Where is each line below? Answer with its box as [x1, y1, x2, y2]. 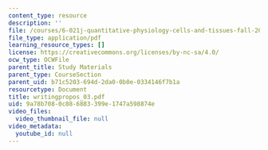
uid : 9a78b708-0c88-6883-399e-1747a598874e [8, 100, 156, 108]
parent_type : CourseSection [8, 71, 102, 79]
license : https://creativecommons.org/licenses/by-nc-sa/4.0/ [8, 48, 219, 56]
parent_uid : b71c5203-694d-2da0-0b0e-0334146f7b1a [8, 78, 180, 86]
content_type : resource [8, 11, 88, 20]
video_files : [8, 108, 52, 116]
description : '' [8, 19, 62, 27]
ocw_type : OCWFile [8, 56, 69, 64]
